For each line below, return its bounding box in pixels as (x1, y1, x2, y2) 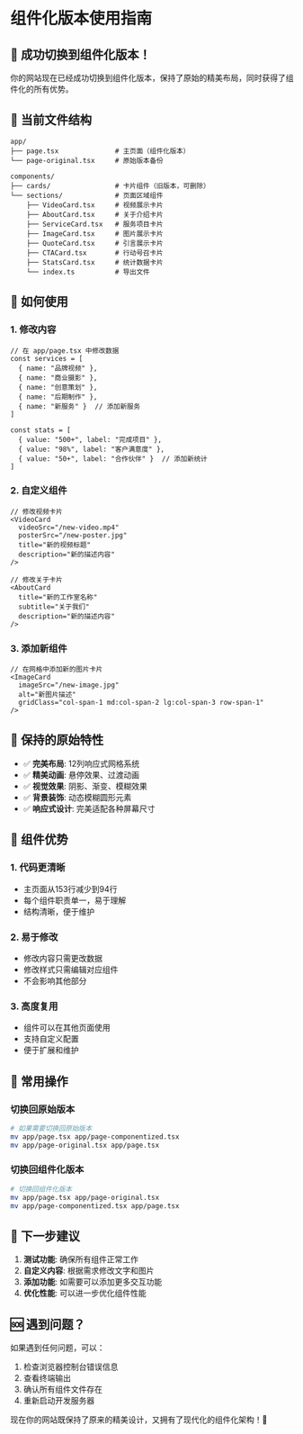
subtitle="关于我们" (18, 602, 90, 611)
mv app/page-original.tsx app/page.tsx (10, 1141, 160, 1150)
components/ (10, 172, 55, 181)
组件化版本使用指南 (10, 8, 153, 29)
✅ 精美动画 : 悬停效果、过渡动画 (22, 769, 140, 780)
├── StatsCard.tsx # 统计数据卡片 (26, 257, 164, 266)
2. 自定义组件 (10, 484, 67, 497)
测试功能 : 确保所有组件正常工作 (22, 1254, 138, 1265)
